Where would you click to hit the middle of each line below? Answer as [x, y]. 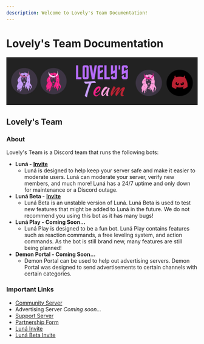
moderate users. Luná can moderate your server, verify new [99, 177]
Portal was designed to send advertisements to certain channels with [110, 268]
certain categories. [48, 274]
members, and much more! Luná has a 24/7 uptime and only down [107, 184]
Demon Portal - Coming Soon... [55, 254]
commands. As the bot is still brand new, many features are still [103, 241]
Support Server [34, 315]
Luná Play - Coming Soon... [50, 222]
